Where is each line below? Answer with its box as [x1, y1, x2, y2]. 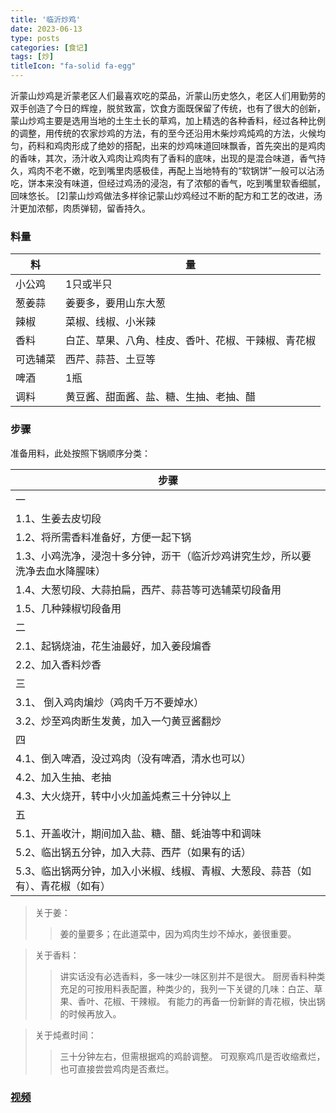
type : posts [10, 33, 60, 43]
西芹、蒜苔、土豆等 [65, 352, 157, 366]
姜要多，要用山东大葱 [65, 296, 167, 310]
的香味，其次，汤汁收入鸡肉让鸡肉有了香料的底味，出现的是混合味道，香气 [10, 152, 317, 164]
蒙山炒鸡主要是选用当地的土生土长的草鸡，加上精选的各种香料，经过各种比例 [10, 115, 326, 126]
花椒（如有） [50, 879, 112, 893]
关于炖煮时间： [34, 1029, 97, 1041]
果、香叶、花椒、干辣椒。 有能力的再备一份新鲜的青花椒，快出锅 [59, 995, 326, 1007]
